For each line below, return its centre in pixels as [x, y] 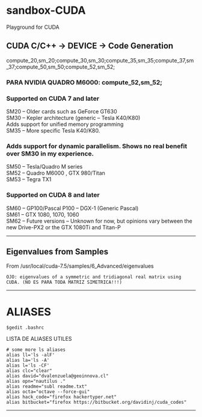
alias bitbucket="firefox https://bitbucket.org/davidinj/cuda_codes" [96, 403]
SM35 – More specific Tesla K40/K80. [53, 130]
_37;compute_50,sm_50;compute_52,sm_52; [61, 67]
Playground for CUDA [33, 27]
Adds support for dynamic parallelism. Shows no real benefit [97, 146]
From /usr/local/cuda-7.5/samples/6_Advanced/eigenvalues [80, 266]
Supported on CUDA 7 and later [53, 98]
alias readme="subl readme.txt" [47, 387]
